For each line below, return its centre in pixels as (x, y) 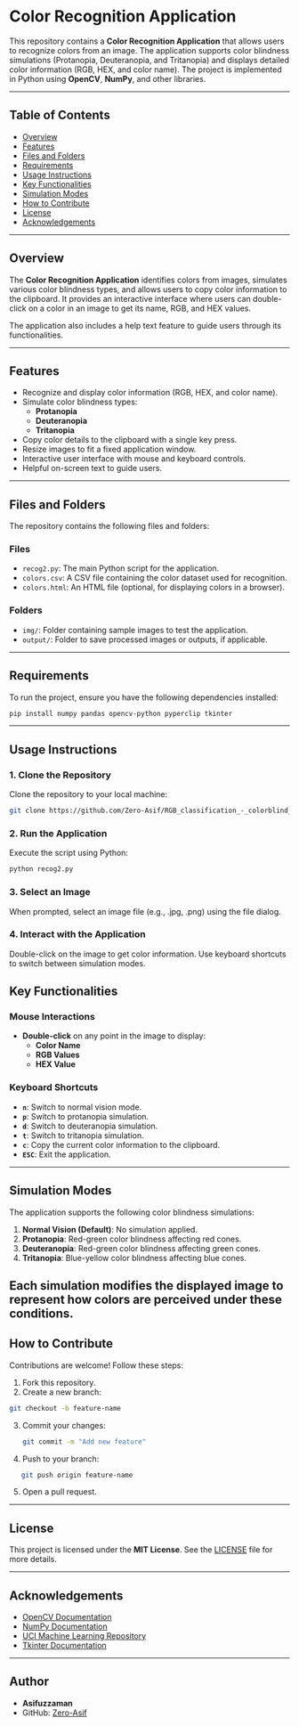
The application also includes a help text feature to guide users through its (145, 325)
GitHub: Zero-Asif (54, 1713)
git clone (28, 811)
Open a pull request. (60, 1492)
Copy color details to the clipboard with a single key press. (129, 440)
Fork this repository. (59, 1382)
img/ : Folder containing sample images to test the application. (135, 630)
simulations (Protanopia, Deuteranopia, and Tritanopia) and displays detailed (149, 60)
